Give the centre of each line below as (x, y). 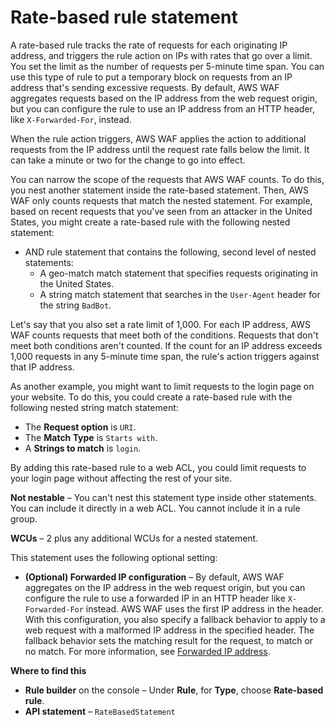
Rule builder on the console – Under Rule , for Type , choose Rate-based (174, 690)
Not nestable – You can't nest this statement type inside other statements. (163, 497)
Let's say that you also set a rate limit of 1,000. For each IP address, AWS (160, 324)
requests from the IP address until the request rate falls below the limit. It (160, 149)
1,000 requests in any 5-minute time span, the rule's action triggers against (165, 356)
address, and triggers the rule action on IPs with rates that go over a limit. (161, 55)
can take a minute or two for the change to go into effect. (128, 160)
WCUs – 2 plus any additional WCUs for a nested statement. (134, 538)
